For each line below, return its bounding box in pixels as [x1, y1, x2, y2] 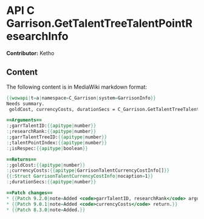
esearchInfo [6, 30, 69, 43]
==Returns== [6, 156, 36, 163]
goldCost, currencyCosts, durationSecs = [8, 106, 115, 112]
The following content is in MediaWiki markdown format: [6, 83, 148, 90]
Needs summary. [6, 101, 45, 107]
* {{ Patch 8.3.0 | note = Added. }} [6, 207, 86, 213]
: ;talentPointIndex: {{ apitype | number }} [6, 140, 107, 146]
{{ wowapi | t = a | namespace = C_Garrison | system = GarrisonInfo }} [6, 95, 156, 101]
